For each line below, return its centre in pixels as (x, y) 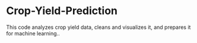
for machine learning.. (33, 33)
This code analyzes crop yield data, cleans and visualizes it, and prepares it (99, 27)
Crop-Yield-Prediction (62, 11)
